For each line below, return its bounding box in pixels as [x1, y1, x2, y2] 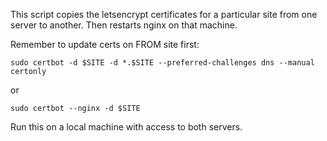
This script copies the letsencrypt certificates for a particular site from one [10, 9, 318, 20]
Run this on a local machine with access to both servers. [10, 121, 243, 133]
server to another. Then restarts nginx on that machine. [10, 19, 238, 31]
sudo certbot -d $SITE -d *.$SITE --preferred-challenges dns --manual [10, 58, 315, 68]
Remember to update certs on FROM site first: [10, 39, 200, 50]
